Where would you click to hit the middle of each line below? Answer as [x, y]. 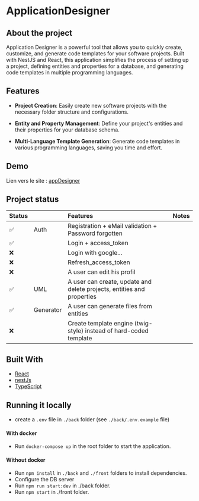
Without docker [26, 460]
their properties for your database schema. [67, 130]
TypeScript [28, 386]
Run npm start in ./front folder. [52, 492]
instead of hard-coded [117, 331]
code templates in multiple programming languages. [70, 72]
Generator [48, 310]
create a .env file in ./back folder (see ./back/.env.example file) [92, 419]
